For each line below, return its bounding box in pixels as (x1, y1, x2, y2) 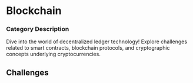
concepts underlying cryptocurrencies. (6, 51, 101, 58)
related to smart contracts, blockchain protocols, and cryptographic (6, 44, 170, 51)
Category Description (6, 25, 69, 33)
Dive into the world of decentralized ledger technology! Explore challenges (6, 38, 187, 45)
